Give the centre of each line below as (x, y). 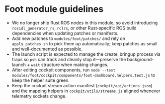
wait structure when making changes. (70, 65)
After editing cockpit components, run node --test (64, 69)
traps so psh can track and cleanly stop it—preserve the (69, 59)
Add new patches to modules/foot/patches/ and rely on (68, 38)
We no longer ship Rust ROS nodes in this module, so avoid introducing (84, 23)
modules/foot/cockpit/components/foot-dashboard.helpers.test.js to (83, 75)
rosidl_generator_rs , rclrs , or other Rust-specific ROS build (74, 28)
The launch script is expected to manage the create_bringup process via (86, 54)
